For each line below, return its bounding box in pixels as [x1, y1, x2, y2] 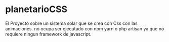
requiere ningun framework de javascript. [5, 31, 92, 37]
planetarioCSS [5, 4, 67, 15]
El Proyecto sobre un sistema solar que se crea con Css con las [5, 20, 138, 26]
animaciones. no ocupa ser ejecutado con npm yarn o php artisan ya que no [5, 25, 164, 31]
